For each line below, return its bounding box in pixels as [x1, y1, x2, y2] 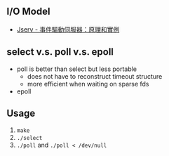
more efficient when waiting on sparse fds [27, 79, 149, 88]
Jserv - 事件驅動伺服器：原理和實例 [16, 25, 120, 34]
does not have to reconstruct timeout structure [27, 72, 163, 80]
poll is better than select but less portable [16, 65, 137, 73]
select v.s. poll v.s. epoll [6, 46, 114, 58]
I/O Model [6, 6, 50, 18]
